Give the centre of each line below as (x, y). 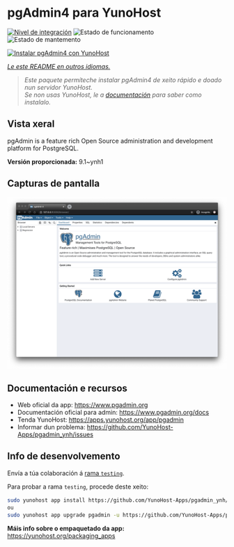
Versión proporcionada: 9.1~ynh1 (55, 161)
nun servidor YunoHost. (58, 87)
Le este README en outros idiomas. (59, 66)
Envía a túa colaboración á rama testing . (66, 473)
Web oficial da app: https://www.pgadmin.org (83, 405)
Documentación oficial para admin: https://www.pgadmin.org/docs (113, 413)
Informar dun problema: (51, 427)
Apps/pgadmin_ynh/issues (55, 435)
